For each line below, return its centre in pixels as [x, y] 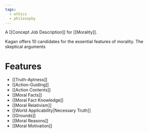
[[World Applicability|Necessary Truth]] [51, 111]
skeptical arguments [25, 47]
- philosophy [23, 18]
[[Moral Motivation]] [32, 126]
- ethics [18, 14]
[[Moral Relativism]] [32, 105]
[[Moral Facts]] [27, 95]
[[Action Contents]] [31, 90]
